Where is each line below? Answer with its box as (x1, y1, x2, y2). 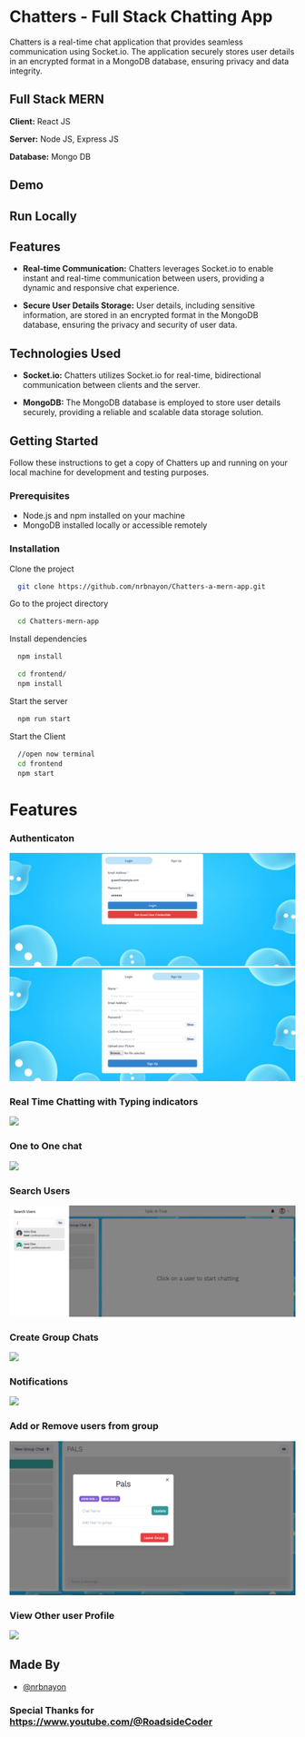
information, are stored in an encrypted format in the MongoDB (22, 310, 259, 321)
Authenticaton (9, 831, 75, 844)
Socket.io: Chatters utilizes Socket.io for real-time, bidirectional (22, 370, 261, 381)
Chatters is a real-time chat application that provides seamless (9, 36, 243, 47)
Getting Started (9, 433, 99, 449)
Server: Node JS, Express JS (9, 134, 120, 144)
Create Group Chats (9, 1331, 99, 1344)
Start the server (9, 695, 68, 706)
